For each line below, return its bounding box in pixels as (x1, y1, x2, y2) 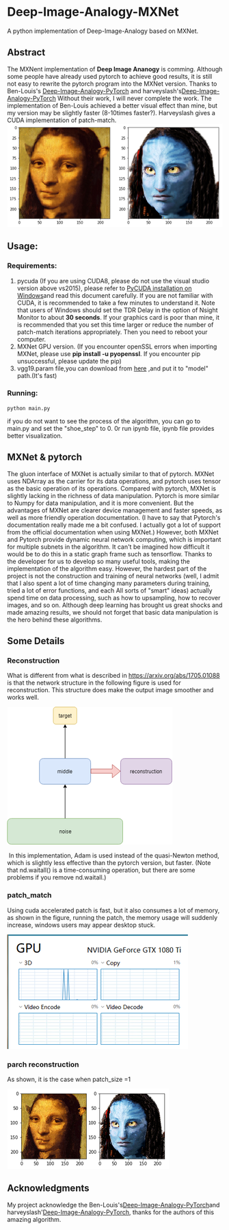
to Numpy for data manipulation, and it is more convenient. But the (7, 499, 194, 507)
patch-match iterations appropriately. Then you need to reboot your (16, 327, 208, 336)
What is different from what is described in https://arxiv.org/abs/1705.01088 (7, 672, 220, 680)
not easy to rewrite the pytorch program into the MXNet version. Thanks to (7, 80, 217, 88)
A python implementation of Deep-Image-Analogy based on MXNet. (7, 27, 199, 35)
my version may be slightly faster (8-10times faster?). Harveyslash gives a (7, 108, 215, 117)
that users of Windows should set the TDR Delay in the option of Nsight (16, 306, 218, 314)
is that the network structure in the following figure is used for (7, 678, 181, 687)
